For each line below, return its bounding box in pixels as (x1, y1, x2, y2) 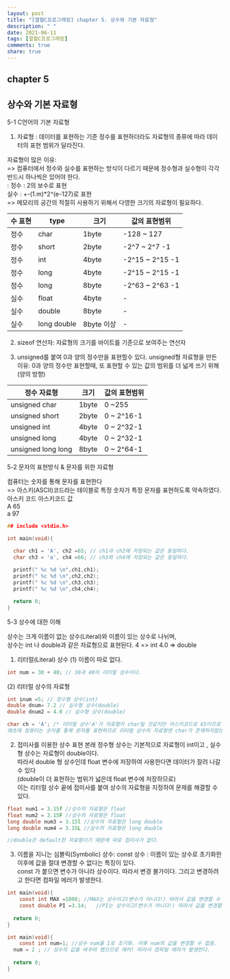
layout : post (7, 10, 44, 17)
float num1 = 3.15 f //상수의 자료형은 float (7, 805, 127, 812)
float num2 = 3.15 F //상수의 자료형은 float (7, 812, 127, 819)
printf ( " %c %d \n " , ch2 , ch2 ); (13, 573, 99, 580)
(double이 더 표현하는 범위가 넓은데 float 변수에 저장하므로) (16, 774, 177, 783)
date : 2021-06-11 (7, 29, 57, 36)
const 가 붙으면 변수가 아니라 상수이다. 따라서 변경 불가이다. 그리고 (16, 867, 195, 876)
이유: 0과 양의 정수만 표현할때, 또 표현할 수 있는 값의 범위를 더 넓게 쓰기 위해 (16, 361, 220, 370)
